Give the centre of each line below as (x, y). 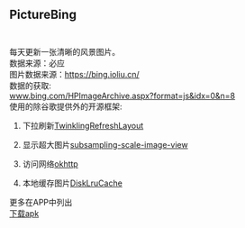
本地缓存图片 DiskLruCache (73, 183)
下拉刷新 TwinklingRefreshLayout (83, 125)
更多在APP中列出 (41, 202)
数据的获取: (31, 86)
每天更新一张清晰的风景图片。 (64, 51)
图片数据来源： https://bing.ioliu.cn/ (74, 74)
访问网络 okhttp (50, 164)
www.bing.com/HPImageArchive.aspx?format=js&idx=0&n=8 (122, 96)
